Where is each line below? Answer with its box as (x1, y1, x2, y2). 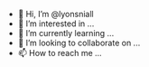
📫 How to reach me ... (17, 48, 102, 58)
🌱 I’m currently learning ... (17, 28, 115, 38)
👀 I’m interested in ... (17, 18, 95, 29)
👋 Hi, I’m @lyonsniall (17, 9, 94, 19)
